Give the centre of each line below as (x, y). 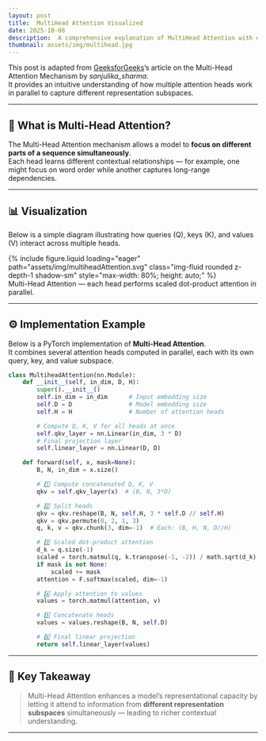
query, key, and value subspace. (61, 360)
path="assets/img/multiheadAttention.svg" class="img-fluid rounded (121, 267)
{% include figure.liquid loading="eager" (74, 258)
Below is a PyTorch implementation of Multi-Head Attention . (107, 344)
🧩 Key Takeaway (49, 676)
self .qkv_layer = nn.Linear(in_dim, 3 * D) (109, 433)
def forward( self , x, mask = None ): (79, 463)
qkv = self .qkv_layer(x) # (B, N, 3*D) (104, 491)
